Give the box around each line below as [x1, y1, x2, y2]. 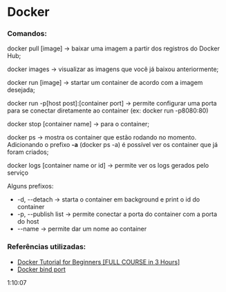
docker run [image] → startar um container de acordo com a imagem [7, 79, 203, 87]
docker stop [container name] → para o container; [7, 120, 150, 128]
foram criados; [7, 148, 49, 156]
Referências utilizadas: [7, 242, 86, 252]
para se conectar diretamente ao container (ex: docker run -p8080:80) [7, 106, 209, 115]
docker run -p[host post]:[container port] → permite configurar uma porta [7, 99, 217, 108]
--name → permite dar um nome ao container [17, 225, 147, 233]
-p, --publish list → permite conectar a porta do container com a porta [17, 210, 218, 218]
